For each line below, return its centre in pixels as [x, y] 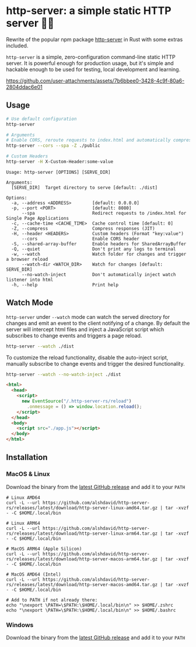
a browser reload [27, 259]
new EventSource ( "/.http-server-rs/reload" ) [76, 401]
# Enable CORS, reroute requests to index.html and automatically [88, 140]
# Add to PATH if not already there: [52, 600]
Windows [20, 625]
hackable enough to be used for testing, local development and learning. [93, 69]
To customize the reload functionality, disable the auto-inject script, [87, 357]
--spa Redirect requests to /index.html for [104, 213]
